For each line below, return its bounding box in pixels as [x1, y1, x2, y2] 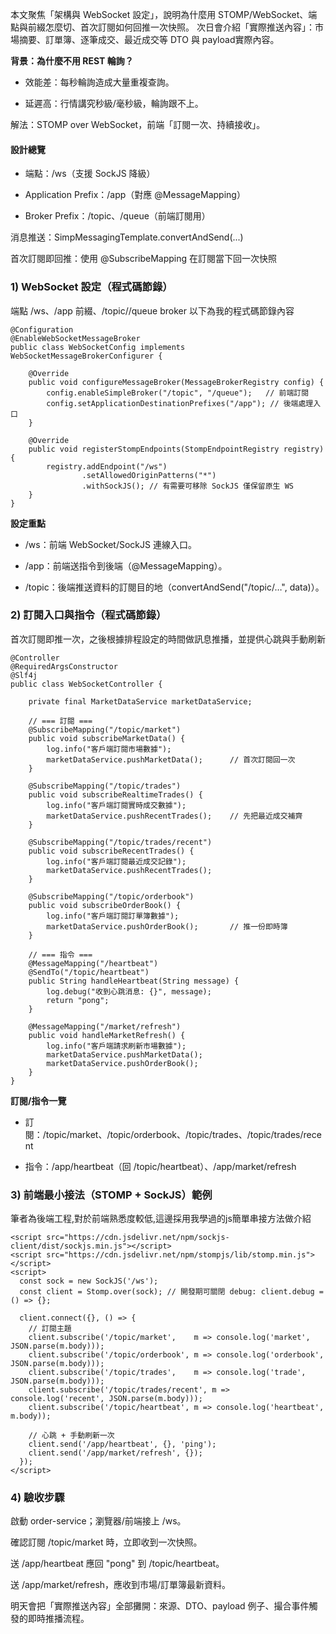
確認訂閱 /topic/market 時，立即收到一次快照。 [10, 1536, 203, 1548]
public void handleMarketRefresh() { [28, 1030, 186, 1040]
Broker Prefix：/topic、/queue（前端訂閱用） [24, 210, 211, 222]
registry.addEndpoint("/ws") [46, 461, 168, 472]
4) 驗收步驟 [10, 1491, 65, 1505]
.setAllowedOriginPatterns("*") [81, 470, 217, 480]
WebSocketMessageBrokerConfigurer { [10, 351, 163, 361]
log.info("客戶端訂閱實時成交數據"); [46, 800, 187, 810]
